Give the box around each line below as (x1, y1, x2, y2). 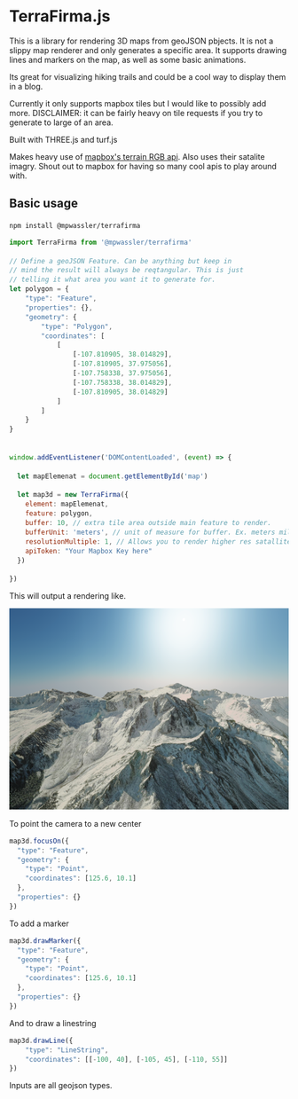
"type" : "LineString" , (25, 1045, 109, 1055)
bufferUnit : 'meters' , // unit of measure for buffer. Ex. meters (25, 528, 276, 537)
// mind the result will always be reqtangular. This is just (9, 266, 244, 275)
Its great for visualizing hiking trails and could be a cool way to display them (9, 71, 286, 82)
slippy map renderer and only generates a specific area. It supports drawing (9, 44, 287, 55)
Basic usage (9, 196, 78, 211)
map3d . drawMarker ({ (9, 936, 82, 946)
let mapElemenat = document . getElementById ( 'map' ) (17, 472, 208, 481)
